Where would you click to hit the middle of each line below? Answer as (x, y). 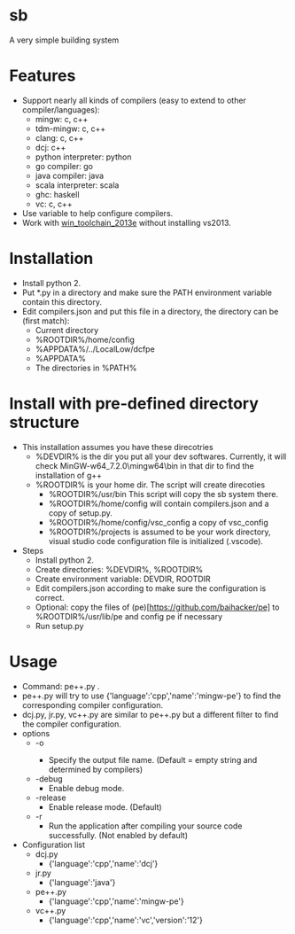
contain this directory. (62, 301)
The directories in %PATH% (86, 368)
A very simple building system (64, 40)
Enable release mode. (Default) (105, 806)
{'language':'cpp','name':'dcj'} (103, 863)
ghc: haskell (57, 194)
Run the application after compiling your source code (145, 826)
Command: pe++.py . (61, 686)
